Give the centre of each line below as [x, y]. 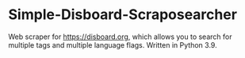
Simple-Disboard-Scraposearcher [123, 15]
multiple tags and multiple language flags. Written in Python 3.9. [113, 44]
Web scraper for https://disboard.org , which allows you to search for [120, 37]
